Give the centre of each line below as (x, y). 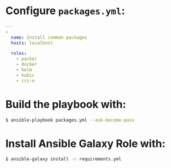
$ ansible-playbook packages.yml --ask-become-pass (70, 120)
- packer (27, 59)
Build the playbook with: (66, 104)
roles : (19, 53)
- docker (27, 65)
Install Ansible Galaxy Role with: (85, 144)
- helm (24, 70)
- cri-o (25, 80)
